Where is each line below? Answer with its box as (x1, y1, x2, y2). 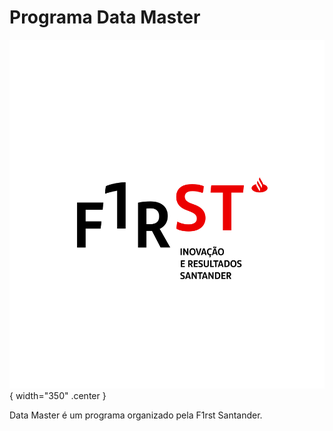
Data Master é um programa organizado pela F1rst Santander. (9, 409, 263, 421)
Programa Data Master (9, 6, 201, 29)
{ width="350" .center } (9, 390, 107, 402)
